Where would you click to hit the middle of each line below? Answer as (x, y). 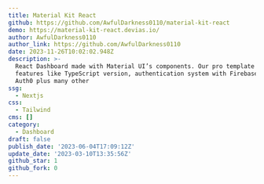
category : (24, 124)
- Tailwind (33, 110)
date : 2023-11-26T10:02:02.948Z (61, 52)
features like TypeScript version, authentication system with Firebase (137, 74)
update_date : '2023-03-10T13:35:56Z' (70, 153)
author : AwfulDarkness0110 (52, 37)
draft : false (29, 139)
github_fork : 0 (33, 168)
